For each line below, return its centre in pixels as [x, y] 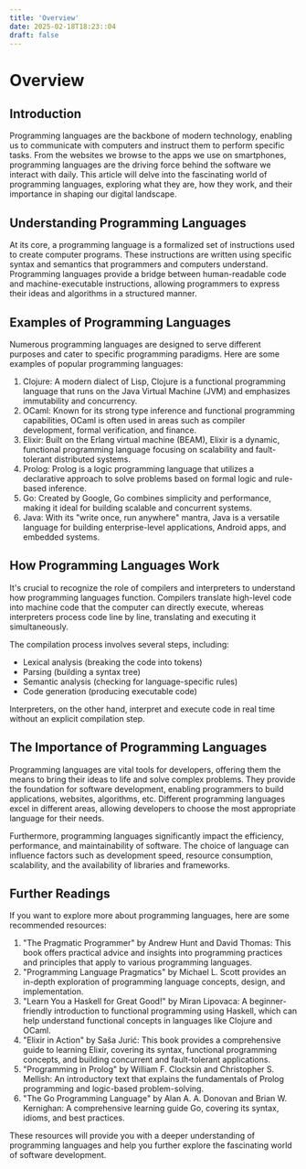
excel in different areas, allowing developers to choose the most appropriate [153, 808]
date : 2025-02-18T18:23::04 [63, 27]
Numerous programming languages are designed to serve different [136, 344]
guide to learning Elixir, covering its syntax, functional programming [149, 1050]
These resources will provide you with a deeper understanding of [132, 1136]
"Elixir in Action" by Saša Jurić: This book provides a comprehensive [152, 1040]
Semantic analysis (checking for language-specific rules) [130, 681]
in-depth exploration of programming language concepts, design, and [154, 982]
